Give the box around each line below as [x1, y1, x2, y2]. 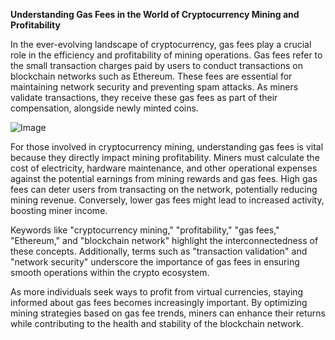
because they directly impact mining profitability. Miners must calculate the [10, 152, 320, 163]
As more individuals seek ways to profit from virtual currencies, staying [10, 286, 304, 298]
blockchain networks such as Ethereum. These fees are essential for [10, 70, 293, 82]
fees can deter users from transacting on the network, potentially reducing [10, 184, 318, 195]
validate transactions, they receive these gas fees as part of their [10, 92, 278, 103]
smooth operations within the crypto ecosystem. [10, 267, 210, 278]
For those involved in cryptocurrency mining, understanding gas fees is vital [10, 141, 324, 153]
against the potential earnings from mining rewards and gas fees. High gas [10, 173, 318, 184]
